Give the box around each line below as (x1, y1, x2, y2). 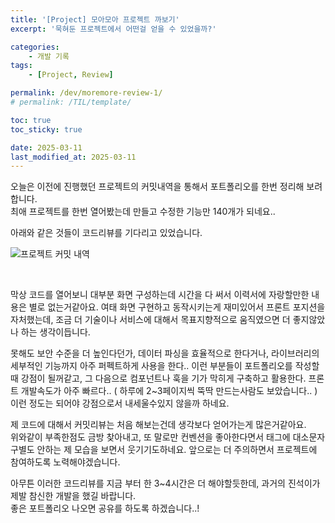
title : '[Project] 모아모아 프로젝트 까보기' (10, 14, 180, 25)
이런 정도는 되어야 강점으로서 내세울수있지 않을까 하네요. (10, 397, 230, 410)
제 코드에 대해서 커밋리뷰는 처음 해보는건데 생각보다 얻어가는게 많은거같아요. (10, 419, 307, 431)
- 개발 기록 (28, 51, 70, 61)
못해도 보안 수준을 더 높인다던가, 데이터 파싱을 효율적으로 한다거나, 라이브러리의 (10, 347, 320, 360)
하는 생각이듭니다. (20, 326, 91, 338)
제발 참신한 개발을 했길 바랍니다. (10, 490, 137, 502)
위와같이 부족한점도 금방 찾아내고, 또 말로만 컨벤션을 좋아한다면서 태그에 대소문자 (10, 431, 326, 443)
